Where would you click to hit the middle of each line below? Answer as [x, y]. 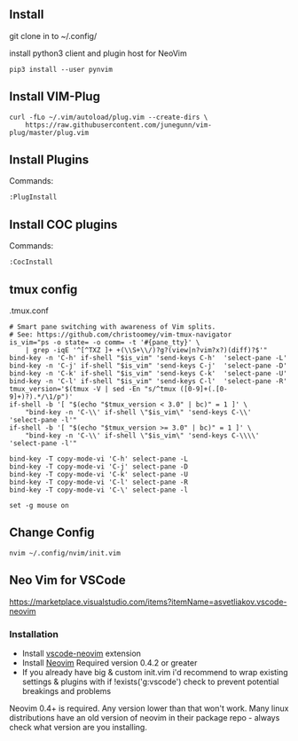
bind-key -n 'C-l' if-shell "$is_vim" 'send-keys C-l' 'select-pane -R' [149, 382]
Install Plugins [49, 160]
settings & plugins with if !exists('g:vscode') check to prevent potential [150, 682]
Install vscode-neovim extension [82, 653]
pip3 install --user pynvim [61, 69]
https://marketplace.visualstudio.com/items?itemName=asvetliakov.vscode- [148, 602]
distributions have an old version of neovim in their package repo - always [145, 717]
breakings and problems [67, 690]
